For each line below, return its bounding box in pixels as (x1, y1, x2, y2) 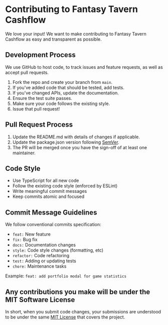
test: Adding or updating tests (12, 258, 77, 264)
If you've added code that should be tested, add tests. (12, 84, 124, 90)
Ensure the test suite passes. (12, 95, 73, 101)
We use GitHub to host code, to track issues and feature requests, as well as (5, 64, 163, 70)
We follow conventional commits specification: (5, 222, 101, 228)
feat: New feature (12, 231, 51, 237)
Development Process (5, 51, 76, 59)
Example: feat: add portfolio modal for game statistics (5, 273, 127, 279)
